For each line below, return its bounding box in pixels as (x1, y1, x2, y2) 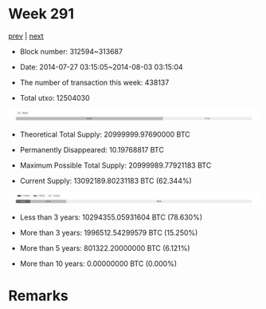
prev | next (8, 31, 44, 41)
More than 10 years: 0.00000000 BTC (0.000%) (19, 259, 178, 268)
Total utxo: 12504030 (19, 93, 90, 102)
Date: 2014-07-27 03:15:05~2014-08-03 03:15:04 (19, 61, 183, 72)
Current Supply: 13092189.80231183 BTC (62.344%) (19, 176, 193, 186)
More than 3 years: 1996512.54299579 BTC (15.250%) (19, 228, 198, 238)
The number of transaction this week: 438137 (19, 77, 170, 87)
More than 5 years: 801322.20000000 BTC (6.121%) (19, 244, 190, 253)
